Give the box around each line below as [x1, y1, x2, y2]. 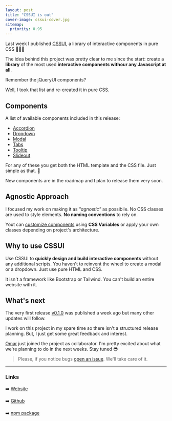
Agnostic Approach [5, 193, 69, 201]
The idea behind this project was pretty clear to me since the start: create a [5, 56, 164, 62]
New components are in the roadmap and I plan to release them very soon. [5, 177, 163, 183]
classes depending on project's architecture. [5, 226, 100, 233]
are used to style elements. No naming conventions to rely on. [5, 211, 138, 218]
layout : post [5, 7, 33, 13]
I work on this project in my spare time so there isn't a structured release [5, 325, 159, 331]
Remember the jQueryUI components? [5, 77, 86, 83]
